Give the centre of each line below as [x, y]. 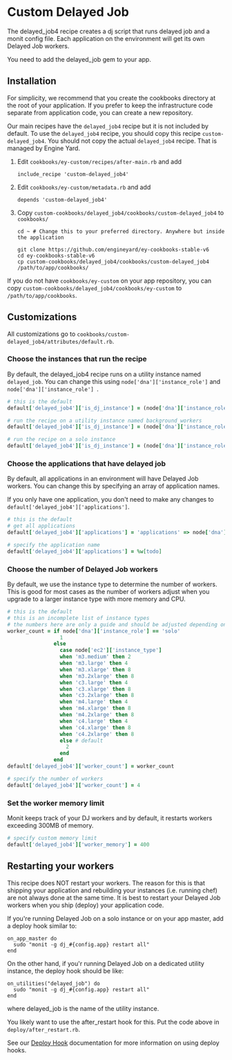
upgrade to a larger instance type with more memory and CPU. [96, 599]
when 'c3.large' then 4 [94, 682]
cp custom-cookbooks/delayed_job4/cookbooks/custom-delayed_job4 [113, 262]
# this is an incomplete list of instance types [78, 618]
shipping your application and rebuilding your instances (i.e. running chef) [112, 890]
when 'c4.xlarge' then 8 [95, 727]
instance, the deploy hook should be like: [66, 971]
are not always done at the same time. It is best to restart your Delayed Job [114, 897]
